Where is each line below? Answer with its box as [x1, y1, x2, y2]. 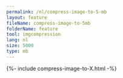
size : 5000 [6, 43, 34, 49]
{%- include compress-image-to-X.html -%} [6, 65, 117, 72]
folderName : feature [6, 25, 59, 32]
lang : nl [6, 37, 28, 43]
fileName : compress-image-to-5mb [6, 20, 91, 26]
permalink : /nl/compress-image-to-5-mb [6, 8, 107, 15]
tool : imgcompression [6, 31, 61, 37]
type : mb [6, 48, 28, 54]
